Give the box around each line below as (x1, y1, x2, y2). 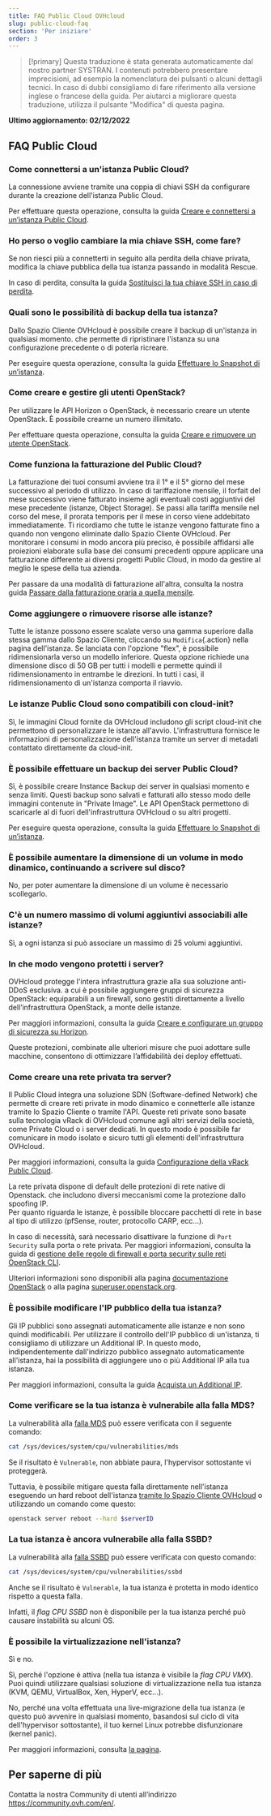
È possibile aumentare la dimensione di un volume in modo (8, 851, 243, 863)
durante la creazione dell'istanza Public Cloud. (8, 190, 163, 200)
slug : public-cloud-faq (8, 19, 89, 28)
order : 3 (8, 34, 38, 43)
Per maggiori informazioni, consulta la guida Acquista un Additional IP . (8, 1379, 243, 1389)
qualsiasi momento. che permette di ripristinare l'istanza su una (8, 334, 220, 343)
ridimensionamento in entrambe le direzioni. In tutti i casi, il (8, 669, 205, 679)
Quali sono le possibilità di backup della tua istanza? (8, 307, 218, 318)
